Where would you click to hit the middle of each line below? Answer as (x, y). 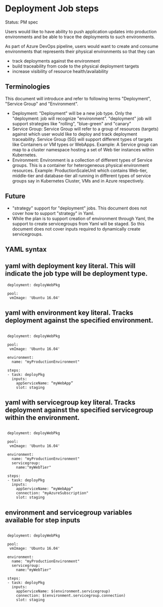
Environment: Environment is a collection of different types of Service (82, 160)
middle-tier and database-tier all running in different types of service (81, 175)
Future (15, 196)
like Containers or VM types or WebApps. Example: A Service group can (85, 144)
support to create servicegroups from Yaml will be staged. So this (78, 224)
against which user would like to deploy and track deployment (75, 134)
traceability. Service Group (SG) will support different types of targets (82, 139)
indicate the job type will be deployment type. (76, 274)
